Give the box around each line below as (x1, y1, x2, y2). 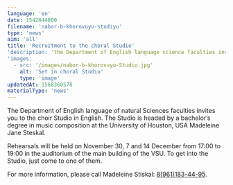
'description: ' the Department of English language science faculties (7, 49, 216, 56)
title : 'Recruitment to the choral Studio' (7, 42, 135, 49)
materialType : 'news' (7, 87, 70, 94)
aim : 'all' (7, 36, 39, 43)
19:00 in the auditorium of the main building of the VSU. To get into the (7, 150, 209, 158)
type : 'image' (19, 74, 60, 82)
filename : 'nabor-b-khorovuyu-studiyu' (7, 23, 123, 30)
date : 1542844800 (7, 17, 58, 24)
